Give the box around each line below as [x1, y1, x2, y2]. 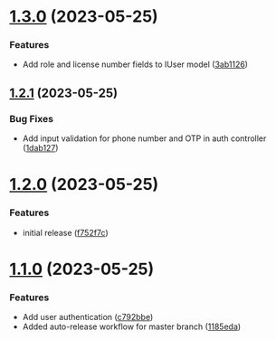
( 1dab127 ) [22, 143, 59, 154]
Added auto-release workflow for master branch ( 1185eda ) [22, 321, 242, 332]
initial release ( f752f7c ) [22, 227, 109, 238]
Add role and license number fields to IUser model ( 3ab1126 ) [22, 59, 249, 70]
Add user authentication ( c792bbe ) [22, 312, 154, 323]
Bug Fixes [9, 112, 54, 125]
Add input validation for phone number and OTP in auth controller [22, 133, 267, 144]
